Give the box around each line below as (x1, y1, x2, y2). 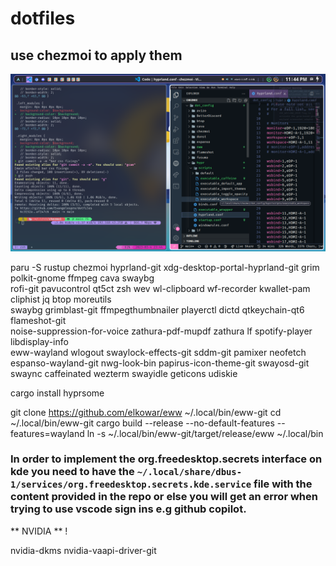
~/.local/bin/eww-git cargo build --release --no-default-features (10, 417, 275, 429)
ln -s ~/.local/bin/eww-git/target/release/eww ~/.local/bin (86, 427, 324, 439)
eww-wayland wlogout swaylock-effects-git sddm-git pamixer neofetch (10, 346, 307, 358)
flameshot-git (10, 314, 67, 326)
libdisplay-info (10, 335, 69, 347)
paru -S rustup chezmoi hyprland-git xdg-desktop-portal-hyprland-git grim (10, 261, 320, 273)
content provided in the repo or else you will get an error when (10, 490, 318, 504)
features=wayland (10, 427, 85, 439)
